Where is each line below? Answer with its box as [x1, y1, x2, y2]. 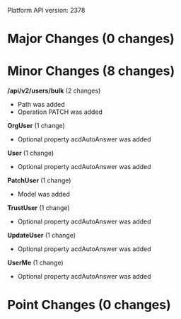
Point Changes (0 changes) [7, 297, 171, 313]
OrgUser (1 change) [7, 122, 65, 130]
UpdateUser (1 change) [7, 231, 76, 240]
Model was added [17, 190, 71, 199]
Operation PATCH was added [17, 108, 103, 116]
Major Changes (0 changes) [7, 31, 175, 47]
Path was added [17, 100, 65, 109]
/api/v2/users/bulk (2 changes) [7, 86, 101, 95]
